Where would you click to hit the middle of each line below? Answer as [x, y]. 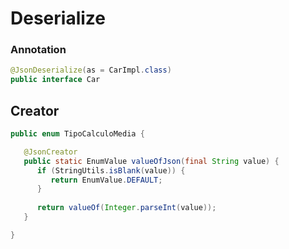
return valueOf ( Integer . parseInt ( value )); [126, 208]
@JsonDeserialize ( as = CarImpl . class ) [91, 70]
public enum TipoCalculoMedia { [77, 134]
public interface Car [55, 80]
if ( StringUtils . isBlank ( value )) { [111, 170]
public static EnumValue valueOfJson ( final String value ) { [151, 161]
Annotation [38, 50]
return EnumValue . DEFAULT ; [106, 180]
